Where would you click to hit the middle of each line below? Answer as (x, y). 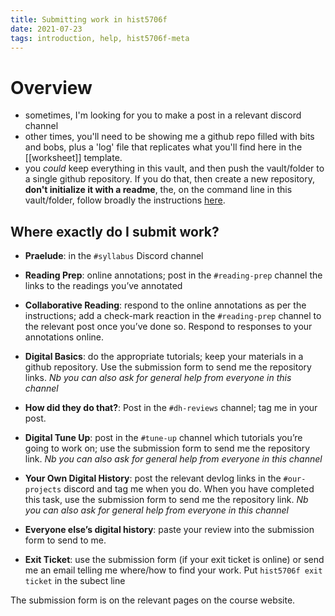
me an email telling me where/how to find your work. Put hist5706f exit (173, 570)
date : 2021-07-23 (46, 29)
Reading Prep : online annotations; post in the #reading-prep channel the (173, 275)
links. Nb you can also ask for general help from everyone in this (158, 378)
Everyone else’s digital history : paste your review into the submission (169, 530)
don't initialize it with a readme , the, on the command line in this (158, 190)
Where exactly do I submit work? (115, 231)
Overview (51, 87)
